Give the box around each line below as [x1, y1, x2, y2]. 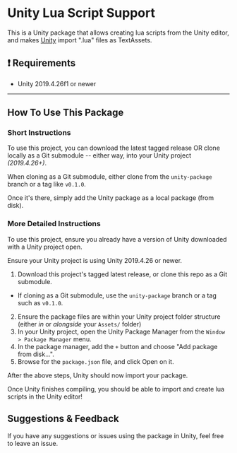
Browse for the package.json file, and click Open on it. [17, 357, 174, 365]
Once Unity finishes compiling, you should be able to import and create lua [7, 384, 224, 393]
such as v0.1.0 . [17, 298, 63, 307]
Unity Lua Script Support [7, 5, 155, 21]
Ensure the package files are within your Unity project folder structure [17, 312, 221, 321]
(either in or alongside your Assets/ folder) [17, 319, 142, 328]
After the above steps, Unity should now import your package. [7, 371, 188, 380]
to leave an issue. [7, 439, 59, 447]
